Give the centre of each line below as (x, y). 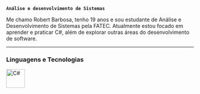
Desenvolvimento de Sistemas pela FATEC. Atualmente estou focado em (95, 26)
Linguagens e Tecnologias (45, 59)
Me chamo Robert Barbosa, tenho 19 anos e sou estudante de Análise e (94, 20)
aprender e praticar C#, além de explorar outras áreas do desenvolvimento (98, 32)
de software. (22, 38)
